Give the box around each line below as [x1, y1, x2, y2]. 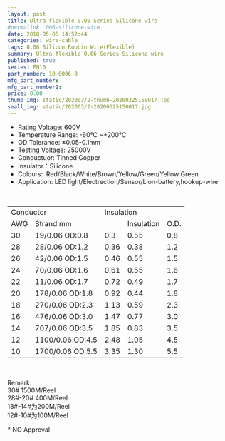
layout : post [7, 10, 46, 18]
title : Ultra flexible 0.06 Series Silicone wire [7, 17, 158, 24]
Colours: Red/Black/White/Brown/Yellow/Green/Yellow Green [17, 169, 199, 178]
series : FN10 [7, 64, 46, 71]
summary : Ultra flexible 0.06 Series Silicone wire [7, 51, 164, 58]
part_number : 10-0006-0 [7, 70, 78, 77]
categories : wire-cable [7, 37, 78, 44]
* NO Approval [7, 425, 51, 434]
